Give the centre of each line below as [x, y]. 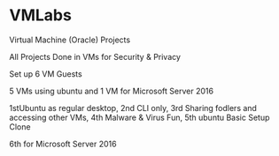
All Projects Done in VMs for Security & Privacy [95, 56]
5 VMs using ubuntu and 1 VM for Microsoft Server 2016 [112, 91]
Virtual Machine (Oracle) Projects [70, 40]
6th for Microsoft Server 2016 [63, 144]
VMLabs [41, 15]
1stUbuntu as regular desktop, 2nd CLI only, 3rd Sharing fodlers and [133, 108]
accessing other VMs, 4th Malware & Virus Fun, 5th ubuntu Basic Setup [139, 117]
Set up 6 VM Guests [46, 74]
